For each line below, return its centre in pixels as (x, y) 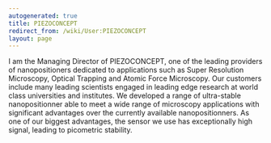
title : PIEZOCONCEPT (43, 23)
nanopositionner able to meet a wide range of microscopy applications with (134, 104)
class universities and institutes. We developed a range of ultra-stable (125, 96)
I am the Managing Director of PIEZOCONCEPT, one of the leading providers (135, 61)
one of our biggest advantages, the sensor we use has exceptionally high (131, 121)
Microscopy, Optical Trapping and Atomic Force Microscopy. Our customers (135, 78)
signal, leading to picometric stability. (70, 130)
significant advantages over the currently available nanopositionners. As (129, 113)
